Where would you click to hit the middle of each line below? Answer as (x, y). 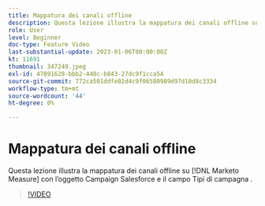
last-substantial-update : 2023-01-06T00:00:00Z (88, 52)
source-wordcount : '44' (47, 96)
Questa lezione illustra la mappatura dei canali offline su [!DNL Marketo (123, 171)
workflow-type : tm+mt (44, 88)
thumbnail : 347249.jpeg (47, 67)
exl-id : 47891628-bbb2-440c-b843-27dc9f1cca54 (86, 74)
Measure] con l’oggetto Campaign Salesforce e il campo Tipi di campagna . (131, 179)
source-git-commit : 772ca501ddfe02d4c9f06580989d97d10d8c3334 (112, 81)
